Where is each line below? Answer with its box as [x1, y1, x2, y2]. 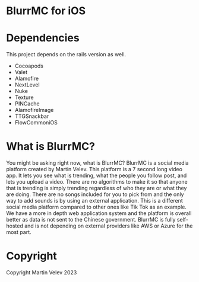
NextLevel [14, 81, 40, 88]
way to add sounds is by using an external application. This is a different [6, 197, 183, 204]
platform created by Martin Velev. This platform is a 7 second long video [6, 166, 183, 173]
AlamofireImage [14, 107, 54, 114]
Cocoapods [14, 62, 43, 69]
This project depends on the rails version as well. [6, 51, 127, 58]
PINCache [14, 100, 40, 107]
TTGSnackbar [14, 113, 49, 120]
